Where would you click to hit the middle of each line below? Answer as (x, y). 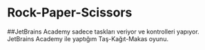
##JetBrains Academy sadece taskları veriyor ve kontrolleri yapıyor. (103, 32)
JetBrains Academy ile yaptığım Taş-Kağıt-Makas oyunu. (88, 38)
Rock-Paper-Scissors (70, 13)
